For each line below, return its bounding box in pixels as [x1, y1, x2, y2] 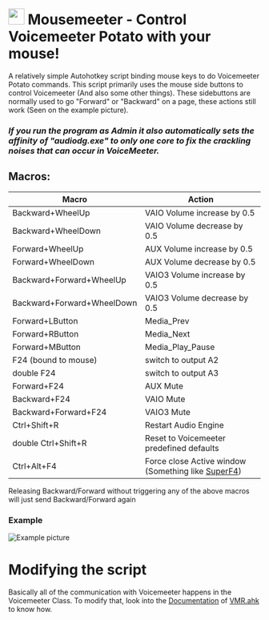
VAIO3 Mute [145, 406, 191, 417]
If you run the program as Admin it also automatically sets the [8, 125, 255, 136]
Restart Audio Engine [145, 419, 224, 430]
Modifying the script [8, 561, 147, 579]
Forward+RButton [12, 328, 79, 340]
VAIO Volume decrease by [145, 220, 243, 231]
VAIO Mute [145, 393, 186, 405]
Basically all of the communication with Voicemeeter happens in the [8, 587, 232, 597]
